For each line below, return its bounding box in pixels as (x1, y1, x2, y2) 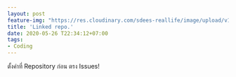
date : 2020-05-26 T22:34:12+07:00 (7, 29, 109, 37)
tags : (7, 36, 23, 43)
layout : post (7, 10, 46, 17)
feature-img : (7, 17, 46, 24)
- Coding (7, 43, 33, 50)
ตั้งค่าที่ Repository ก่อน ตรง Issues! (7, 62, 100, 70)
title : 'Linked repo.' (7, 23, 74, 30)
